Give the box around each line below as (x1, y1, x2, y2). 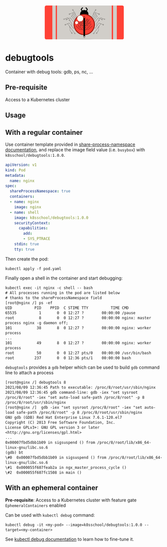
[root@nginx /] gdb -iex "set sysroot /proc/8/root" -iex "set (5, 405, 142, 410)
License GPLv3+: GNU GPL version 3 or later (5, 425, 100, 430)
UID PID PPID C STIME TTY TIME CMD (5, 305, 129, 311)
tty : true (14, 246, 35, 252)
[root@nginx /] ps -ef (5, 300, 53, 306)
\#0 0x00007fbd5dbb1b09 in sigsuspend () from (5, 455, 107, 460)
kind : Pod (5, 167, 26, 173)
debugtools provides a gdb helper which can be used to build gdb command (5, 364, 160, 370)
